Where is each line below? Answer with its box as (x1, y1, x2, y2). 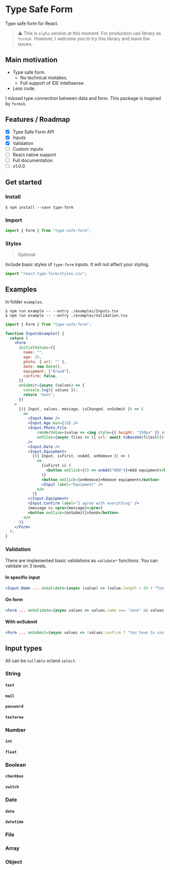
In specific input (5, 574, 40, 580)
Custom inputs (12, 146, 44, 152)
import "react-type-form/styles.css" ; (5, 271, 87, 276)
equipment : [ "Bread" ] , (23, 369, 71, 374)
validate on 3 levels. (5, 563, 47, 569)
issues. (17, 41, 33, 47)
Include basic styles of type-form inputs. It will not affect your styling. (5, 261, 150, 267)
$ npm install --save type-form (5, 204, 73, 210)
